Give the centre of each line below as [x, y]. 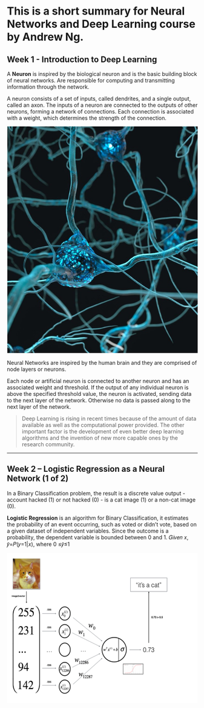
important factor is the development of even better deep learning [103, 431]
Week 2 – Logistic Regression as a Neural [86, 469]
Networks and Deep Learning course [101, 24]
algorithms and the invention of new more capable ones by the [100, 438]
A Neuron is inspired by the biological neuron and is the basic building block [102, 74]
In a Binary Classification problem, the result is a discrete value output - [96, 493]
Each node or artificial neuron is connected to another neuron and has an [98, 381]
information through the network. [48, 87]
